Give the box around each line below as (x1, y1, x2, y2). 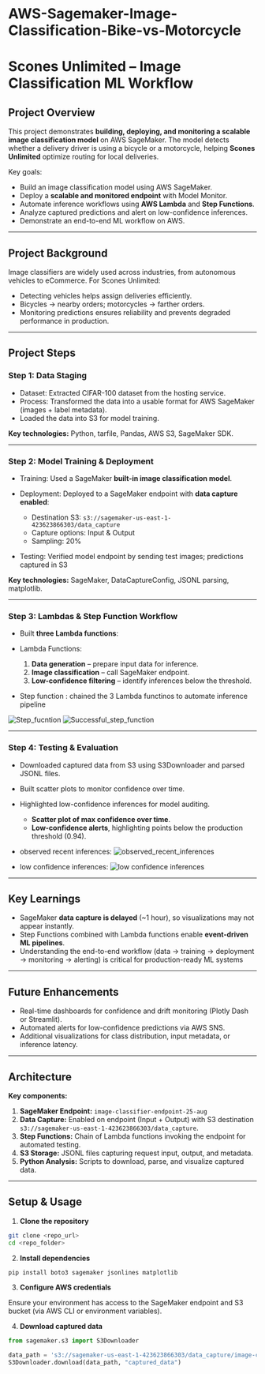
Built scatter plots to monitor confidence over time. (19, 783, 185, 794)
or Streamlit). (19, 1015, 62, 1024)
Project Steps (8, 347, 77, 360)
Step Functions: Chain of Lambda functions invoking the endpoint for (19, 1132, 246, 1141)
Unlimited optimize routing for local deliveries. (8, 152, 159, 162)
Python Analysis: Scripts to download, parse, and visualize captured (19, 1157, 244, 1166)
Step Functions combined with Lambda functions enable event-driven (19, 929, 248, 940)
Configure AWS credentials (19, 1282, 112, 1292)
